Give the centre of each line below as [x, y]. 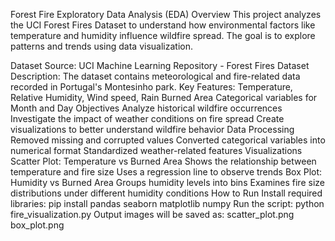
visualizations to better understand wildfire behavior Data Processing [152, 129]
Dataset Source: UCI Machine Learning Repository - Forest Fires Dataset [160, 65]
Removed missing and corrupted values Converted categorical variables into [168, 140]
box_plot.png [37, 225]
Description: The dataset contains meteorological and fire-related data [155, 76]
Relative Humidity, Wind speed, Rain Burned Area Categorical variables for [164, 97]
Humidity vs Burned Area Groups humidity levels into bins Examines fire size [167, 182]
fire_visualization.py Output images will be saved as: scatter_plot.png [152, 214]
